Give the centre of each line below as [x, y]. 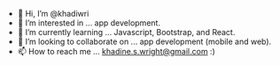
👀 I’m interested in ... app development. [89, 23]
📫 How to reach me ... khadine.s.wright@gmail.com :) [116, 51]
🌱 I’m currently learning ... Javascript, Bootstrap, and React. [126, 32]
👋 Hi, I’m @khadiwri [53, 14]
